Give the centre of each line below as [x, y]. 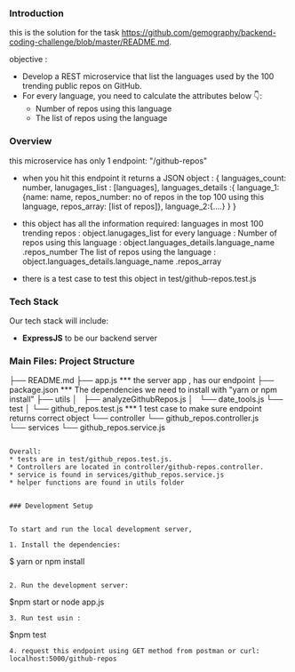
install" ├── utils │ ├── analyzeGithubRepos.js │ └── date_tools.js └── [146, 399]
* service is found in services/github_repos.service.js [117, 475]
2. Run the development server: [69, 586]
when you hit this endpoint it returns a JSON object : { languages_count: [154, 178]
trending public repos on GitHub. [82, 86]
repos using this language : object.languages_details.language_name [148, 242]
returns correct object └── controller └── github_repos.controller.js [134, 418]
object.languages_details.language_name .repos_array [122, 261]
